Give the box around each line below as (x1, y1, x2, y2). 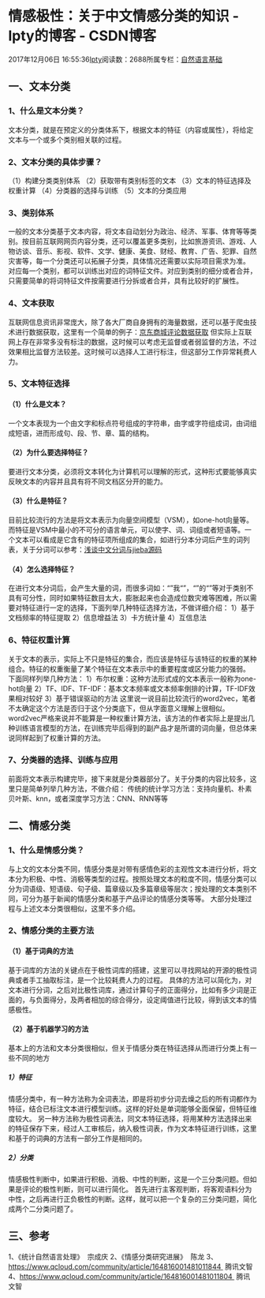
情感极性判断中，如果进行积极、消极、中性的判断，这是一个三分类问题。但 (8, 1174, 250, 1184)
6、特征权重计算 (8, 634, 71, 645)
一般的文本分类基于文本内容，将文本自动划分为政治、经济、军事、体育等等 (8, 226, 250, 237)
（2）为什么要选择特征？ (8, 447, 89, 458)
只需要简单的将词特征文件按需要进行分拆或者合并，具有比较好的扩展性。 (8, 276, 243, 286)
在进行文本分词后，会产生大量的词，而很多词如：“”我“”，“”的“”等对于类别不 (8, 583, 254, 593)
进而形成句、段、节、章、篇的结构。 (35, 428, 154, 438)
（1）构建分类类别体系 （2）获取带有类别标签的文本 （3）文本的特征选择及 (8, 175, 252, 185)
